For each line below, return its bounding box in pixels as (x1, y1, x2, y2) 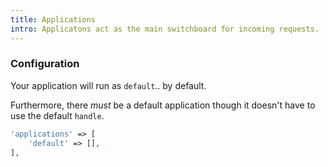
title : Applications (10, 14, 97, 25)
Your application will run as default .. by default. (10, 79, 207, 91)
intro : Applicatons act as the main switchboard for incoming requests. (10, 24, 320, 34)
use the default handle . (10, 109, 105, 121)
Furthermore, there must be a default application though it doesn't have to (10, 99, 316, 111)
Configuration (10, 57, 80, 71)
